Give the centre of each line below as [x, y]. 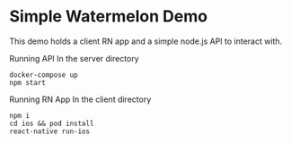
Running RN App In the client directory [80, 99]
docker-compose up [44, 75]
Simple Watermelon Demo [109, 17]
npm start [28, 82]
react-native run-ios [50, 131]
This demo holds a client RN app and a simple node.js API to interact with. [146, 41]
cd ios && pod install [52, 123]
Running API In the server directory [74, 58]
